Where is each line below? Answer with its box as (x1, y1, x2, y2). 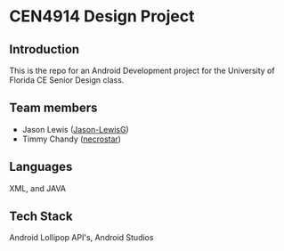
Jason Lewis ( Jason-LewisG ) (21, 124, 129, 134)
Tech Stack (9, 209, 73, 224)
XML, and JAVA (9, 182, 67, 193)
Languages (9, 159, 73, 174)
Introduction (9, 42, 80, 57)
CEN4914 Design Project (9, 6, 195, 27)
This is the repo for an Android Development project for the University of (9, 65, 275, 76)
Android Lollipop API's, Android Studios (9, 232, 154, 243)
